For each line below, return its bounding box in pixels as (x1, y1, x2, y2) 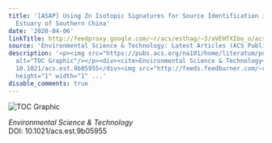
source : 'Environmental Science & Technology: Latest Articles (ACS (8, 42, 244, 50)
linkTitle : (8, 34, 45, 43)
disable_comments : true (8, 79, 89, 87)
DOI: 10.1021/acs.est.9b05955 (8, 126, 108, 136)
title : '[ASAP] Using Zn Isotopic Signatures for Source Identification (8, 11, 259, 20)
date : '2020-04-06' (8, 27, 74, 35)
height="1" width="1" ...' (15, 72, 107, 80)
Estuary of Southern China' (15, 19, 111, 27)
